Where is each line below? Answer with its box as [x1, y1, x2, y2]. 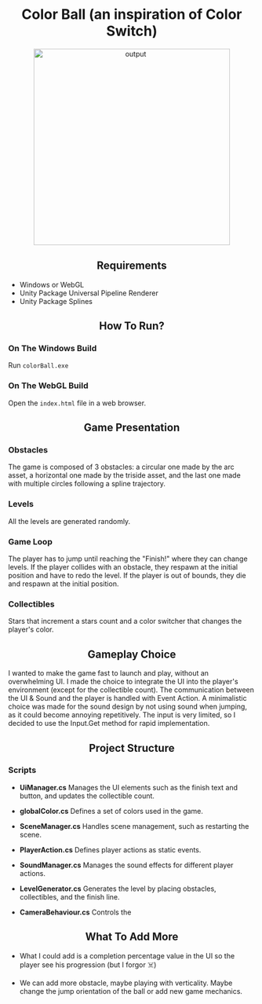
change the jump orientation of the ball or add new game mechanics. [19, 986, 243, 995]
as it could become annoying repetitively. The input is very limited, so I [8, 710, 236, 720]
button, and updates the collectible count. [19, 791, 155, 801]
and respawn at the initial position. [8, 579, 119, 588]
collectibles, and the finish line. [19, 892, 120, 901]
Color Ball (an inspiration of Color [21, 5, 242, 24]
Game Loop [8, 536, 53, 547]
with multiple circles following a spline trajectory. [8, 479, 166, 489]
